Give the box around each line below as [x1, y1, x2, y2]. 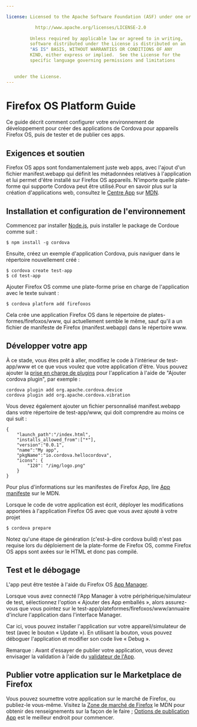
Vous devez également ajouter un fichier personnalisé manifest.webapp [6, 403, 181, 410]
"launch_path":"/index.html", [17, 431, 91, 437]
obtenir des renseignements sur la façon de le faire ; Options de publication [6, 707, 190, 715]
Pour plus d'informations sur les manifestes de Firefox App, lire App [6, 483, 170, 491]
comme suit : [6, 228, 38, 235]
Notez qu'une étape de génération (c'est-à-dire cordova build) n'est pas [6, 535, 182, 543]
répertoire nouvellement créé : [6, 257, 80, 264]
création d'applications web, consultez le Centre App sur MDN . [6, 189, 160, 196]
